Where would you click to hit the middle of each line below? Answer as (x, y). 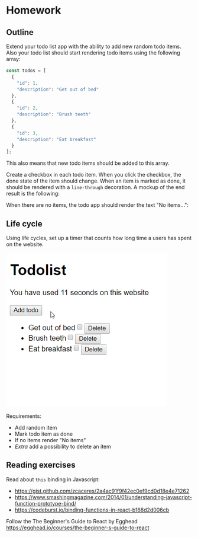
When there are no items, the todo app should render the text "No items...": (98, 205)
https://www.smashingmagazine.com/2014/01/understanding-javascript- (103, 497)
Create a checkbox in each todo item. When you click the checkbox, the (94, 175)
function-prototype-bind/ (46, 503)
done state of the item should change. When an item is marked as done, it (96, 181)
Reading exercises (41, 465)
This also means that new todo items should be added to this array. (88, 163)
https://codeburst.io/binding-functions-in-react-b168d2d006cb (92, 510)
